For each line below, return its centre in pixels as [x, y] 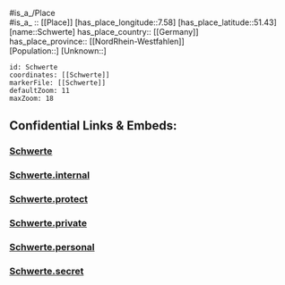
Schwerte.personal [52, 247]
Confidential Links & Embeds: [93, 126]
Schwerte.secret [47, 271]
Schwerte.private [48, 223]
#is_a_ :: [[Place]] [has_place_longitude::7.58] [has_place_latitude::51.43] [143, 22]
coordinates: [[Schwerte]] [60, 75]
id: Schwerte [34, 67]
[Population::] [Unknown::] [58, 51]
